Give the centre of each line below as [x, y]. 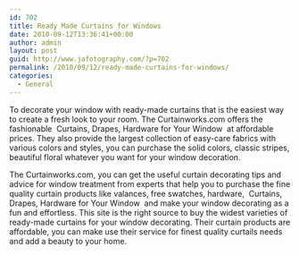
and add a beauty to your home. [68, 241]
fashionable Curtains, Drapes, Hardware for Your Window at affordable [141, 128]
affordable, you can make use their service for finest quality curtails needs [146, 231]
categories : [31, 76]
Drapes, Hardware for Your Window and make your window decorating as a [149, 203]
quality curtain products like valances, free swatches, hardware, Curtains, [146, 193]
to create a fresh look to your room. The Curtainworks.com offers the [136, 119]
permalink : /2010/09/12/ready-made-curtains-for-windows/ [119, 68]
